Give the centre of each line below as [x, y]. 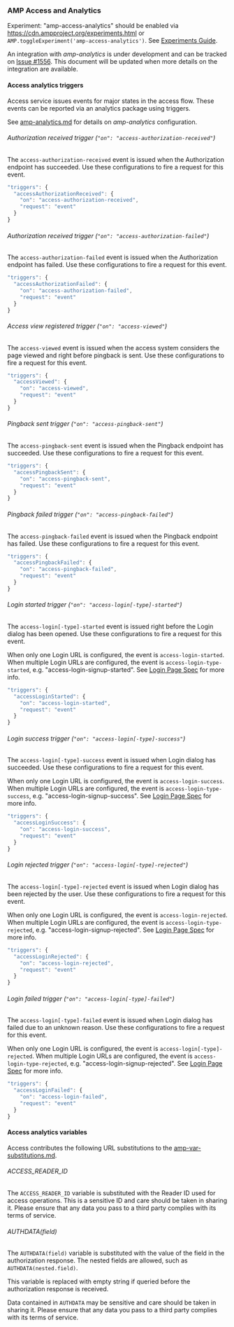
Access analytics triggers [45, 85]
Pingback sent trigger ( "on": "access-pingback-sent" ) [85, 424]
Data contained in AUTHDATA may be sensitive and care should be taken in [112, 1302]
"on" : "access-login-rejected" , [67, 963]
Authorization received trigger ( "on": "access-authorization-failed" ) [108, 235]
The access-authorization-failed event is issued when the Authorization [113, 257]
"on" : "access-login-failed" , [64, 1097]
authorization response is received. [58, 1289]
